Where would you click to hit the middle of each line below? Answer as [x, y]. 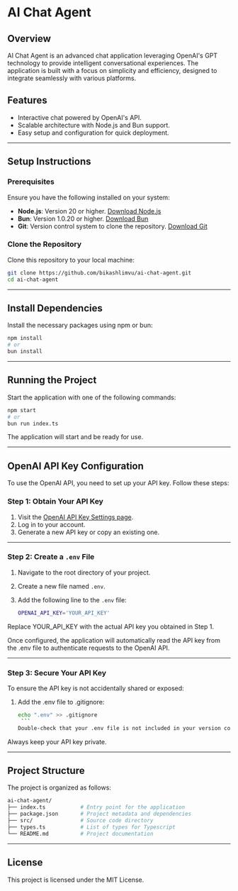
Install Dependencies [55, 308]
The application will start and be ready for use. [75, 437]
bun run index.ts [33, 424]
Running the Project [52, 380]
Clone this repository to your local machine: [71, 260]
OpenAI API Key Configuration [75, 466]
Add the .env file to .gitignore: [61, 702]
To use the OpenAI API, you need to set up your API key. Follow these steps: [118, 483]
